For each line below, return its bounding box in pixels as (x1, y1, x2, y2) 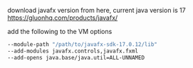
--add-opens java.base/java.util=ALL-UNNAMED (7, 54, 145, 61)
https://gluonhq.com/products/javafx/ (7, 13, 118, 22)
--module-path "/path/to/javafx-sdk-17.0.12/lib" (7, 41, 158, 48)
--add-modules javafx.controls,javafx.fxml (7, 47, 139, 55)
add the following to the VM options (7, 28, 113, 35)
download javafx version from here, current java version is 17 (7, 6, 187, 14)
